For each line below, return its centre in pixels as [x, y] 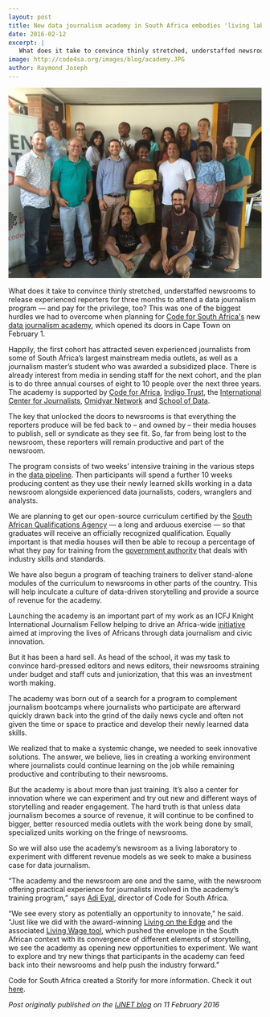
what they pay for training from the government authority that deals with [128, 550]
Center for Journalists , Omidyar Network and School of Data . [109, 401]
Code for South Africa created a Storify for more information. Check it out [130, 980]
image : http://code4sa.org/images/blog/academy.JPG [96, 60]
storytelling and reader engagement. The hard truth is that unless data [125, 807]
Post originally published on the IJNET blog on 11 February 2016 [114, 1004]
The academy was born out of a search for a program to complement [123, 698]
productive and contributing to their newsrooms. [88, 774]
